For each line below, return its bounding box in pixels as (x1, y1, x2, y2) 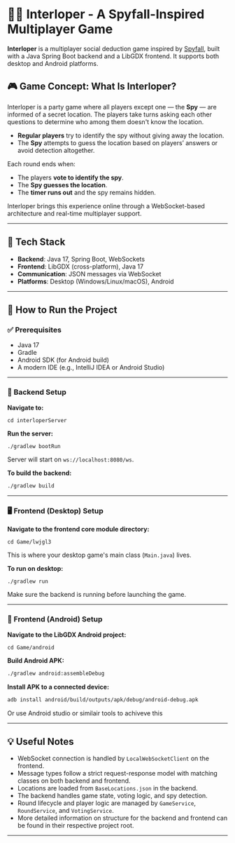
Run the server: (7, 429, 54, 438)
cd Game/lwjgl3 (7, 538, 52, 546)
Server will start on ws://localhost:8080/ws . (7, 455, 134, 464)
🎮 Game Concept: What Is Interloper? (7, 81, 177, 93)
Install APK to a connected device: (7, 682, 110, 691)
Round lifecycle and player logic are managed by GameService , (17, 799, 196, 807)
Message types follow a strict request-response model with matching (17, 769, 218, 778)
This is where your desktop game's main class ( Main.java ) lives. (7, 551, 192, 559)
